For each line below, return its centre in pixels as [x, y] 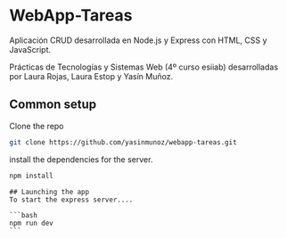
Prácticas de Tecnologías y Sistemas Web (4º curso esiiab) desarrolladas [144, 67]
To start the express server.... [71, 200]
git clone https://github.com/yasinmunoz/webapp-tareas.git [123, 142]
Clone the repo [37, 126]
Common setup [53, 105]
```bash [24, 215]
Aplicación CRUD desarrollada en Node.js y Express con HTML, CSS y [138, 40]
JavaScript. [30, 49]
